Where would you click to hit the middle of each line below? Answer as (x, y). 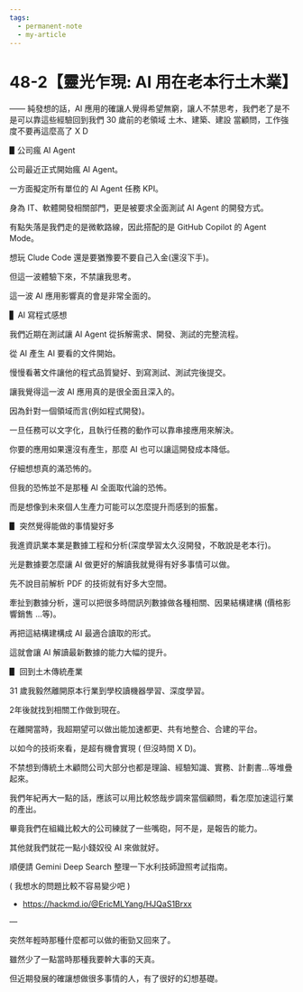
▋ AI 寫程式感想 (38, 315)
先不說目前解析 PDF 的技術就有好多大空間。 (91, 584)
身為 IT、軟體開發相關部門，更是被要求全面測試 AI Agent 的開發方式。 (139, 208)
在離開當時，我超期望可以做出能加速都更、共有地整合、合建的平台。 (136, 729)
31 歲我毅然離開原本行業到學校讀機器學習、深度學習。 (110, 691)
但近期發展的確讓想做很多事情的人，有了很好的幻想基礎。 (116, 978)
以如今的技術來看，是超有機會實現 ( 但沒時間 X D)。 (105, 748)
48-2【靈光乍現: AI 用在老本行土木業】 (153, 82)
